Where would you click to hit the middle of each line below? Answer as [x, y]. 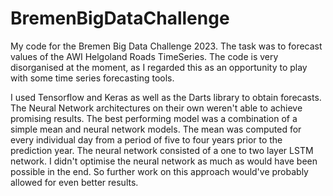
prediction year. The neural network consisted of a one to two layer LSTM [162, 150]
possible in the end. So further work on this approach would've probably [159, 171]
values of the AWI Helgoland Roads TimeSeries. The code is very [144, 56]
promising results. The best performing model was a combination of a [154, 118]
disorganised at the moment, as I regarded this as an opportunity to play [159, 67]
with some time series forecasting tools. [92, 78]
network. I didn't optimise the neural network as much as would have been [164, 161]
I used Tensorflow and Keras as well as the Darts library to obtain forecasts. [166, 97]
